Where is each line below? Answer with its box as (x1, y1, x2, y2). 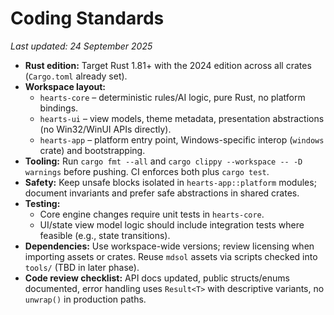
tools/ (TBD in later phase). (24, 261, 140, 273)
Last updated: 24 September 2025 (10, 40, 153, 52)
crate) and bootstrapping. (39, 144, 146, 156)
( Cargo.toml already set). (24, 70, 128, 82)
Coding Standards (10, 7, 165, 30)
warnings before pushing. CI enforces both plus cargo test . (24, 165, 270, 177)
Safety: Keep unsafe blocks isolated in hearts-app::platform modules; (24, 176, 317, 188)
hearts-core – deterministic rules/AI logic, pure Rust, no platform (39, 91, 306, 103)
